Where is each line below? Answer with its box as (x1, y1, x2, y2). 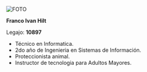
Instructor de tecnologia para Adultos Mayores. (14, 60, 132, 66)
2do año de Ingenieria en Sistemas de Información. (14, 46, 142, 54)
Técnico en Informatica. (14, 40, 74, 47)
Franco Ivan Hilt (6, 17, 47, 24)
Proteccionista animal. (14, 53, 70, 60)
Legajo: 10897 (6, 29, 42, 36)
